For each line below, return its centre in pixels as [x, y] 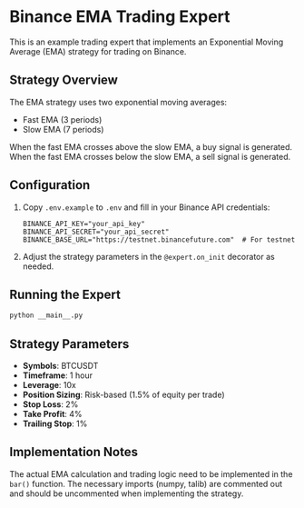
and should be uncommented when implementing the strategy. [127, 493]
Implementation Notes [74, 452]
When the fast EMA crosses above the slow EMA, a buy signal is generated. [151, 146]
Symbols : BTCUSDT [60, 366]
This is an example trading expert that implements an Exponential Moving [147, 42]
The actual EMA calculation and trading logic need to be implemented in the [151, 473]
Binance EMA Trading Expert [120, 17]
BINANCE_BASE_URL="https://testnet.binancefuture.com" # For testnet [159, 239]
